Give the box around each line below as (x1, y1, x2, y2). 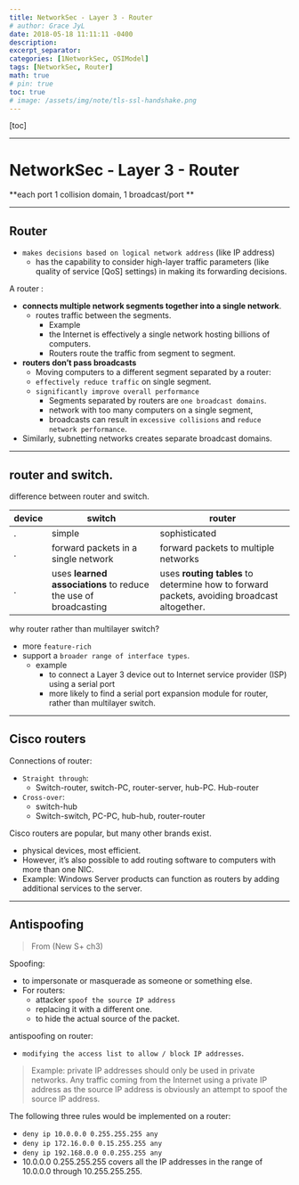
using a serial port (48, 678, 116, 689)
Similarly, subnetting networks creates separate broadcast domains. (21, 433, 273, 444)
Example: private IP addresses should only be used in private (30, 1065, 255, 1075)
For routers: (21, 985, 66, 995)
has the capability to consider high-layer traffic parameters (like (35, 257, 270, 267)
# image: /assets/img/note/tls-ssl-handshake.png (9, 95, 198, 105)
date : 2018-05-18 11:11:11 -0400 (9, 29, 133, 38)
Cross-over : (21, 791, 65, 802)
